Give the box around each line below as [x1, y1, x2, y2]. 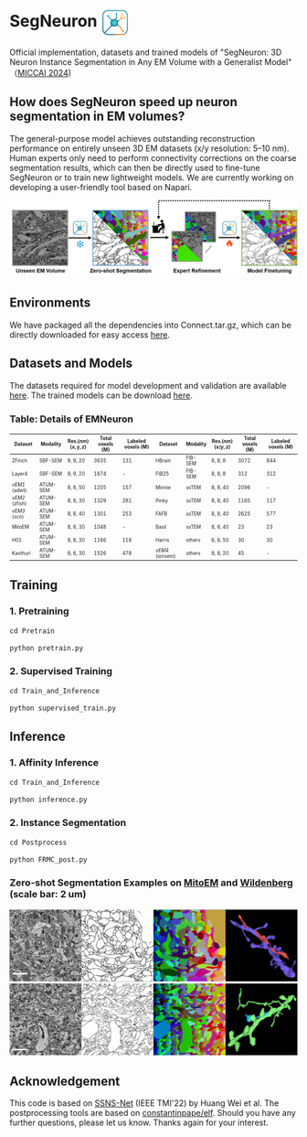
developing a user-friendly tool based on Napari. [9, 181, 193, 192]
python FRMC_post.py [9, 855, 89, 864]
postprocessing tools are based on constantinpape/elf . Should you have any [9, 1108, 297, 1119]
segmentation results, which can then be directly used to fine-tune [9, 162, 260, 173]
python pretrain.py [9, 644, 84, 653]
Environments [9, 295, 91, 311]
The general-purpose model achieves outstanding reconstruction [9, 133, 256, 144]
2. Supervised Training [9, 664, 112, 677]
